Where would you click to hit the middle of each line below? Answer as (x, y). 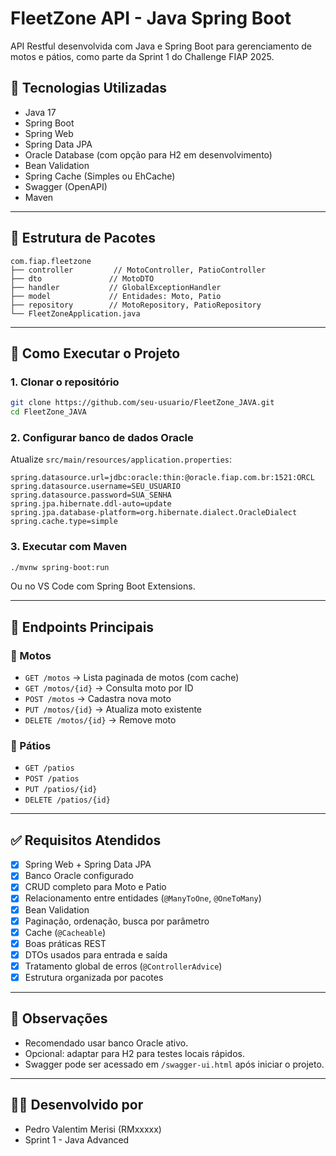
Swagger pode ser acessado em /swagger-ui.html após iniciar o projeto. (174, 1064)
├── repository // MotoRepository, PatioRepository (136, 305)
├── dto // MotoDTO (82, 278)
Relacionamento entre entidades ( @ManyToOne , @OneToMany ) (143, 898)
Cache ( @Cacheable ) (65, 932)
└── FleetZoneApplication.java (75, 313)
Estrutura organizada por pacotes (94, 977)
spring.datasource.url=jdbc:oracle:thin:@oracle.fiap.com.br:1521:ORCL (162, 478)
